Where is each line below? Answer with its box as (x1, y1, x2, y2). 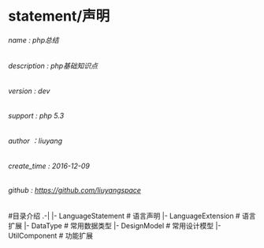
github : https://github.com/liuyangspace (8, 186, 142, 195)
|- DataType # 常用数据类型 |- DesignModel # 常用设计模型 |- (23, 221, 221, 231)
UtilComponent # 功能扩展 (8, 231, 93, 241)
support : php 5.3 (8, 111, 65, 120)
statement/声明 (8, 7, 110, 25)
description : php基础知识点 (8, 61, 99, 71)
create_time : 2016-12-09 (8, 161, 91, 171)
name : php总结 (8, 35, 59, 44)
